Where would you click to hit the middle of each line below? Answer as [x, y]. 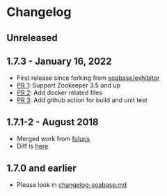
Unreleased [32, 38]
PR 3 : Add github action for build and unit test [82, 100]
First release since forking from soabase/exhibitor [88, 78]
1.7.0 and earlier [42, 168]
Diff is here [32, 146]
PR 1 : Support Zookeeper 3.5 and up [69, 85]
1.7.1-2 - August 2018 [53, 122]
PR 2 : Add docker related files [59, 93]
